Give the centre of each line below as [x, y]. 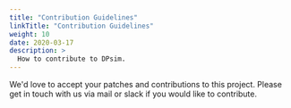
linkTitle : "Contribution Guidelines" [81, 26]
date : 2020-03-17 [42, 42]
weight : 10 [30, 34]
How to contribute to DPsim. [72, 59]
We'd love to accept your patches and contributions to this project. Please [145, 84]
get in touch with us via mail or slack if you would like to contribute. [133, 94]
